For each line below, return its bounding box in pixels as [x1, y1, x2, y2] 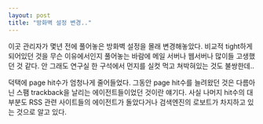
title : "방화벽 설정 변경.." [8, 19, 92, 27]
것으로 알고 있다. [16, 107, 67, 116]
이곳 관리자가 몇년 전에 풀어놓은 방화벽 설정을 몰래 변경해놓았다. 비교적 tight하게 [8, 41, 253, 51]
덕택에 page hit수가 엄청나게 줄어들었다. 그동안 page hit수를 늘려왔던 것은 [8, 78, 235, 87]
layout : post [8, 11, 51, 20]
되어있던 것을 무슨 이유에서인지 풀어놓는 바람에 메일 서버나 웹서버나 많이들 [8, 51, 235, 60]
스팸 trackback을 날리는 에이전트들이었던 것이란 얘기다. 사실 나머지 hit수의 [16, 87, 246, 97]
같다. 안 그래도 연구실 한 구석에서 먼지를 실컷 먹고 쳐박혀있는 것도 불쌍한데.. [24, 60, 255, 71]
